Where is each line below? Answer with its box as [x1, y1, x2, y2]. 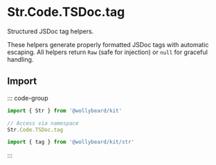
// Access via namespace [7, 119, 79, 127]
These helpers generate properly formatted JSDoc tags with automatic [7, 40, 209, 49]
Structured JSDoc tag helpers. [7, 27, 94, 35]
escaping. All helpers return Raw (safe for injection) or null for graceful [7, 48, 208, 56]
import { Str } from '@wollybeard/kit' [7, 107, 123, 114]
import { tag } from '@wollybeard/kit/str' [7, 139, 135, 146]
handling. [7, 55, 34, 63]
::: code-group [7, 94, 48, 102]
